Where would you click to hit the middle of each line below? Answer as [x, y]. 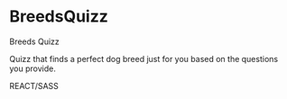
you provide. [32, 68]
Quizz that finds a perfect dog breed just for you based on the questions [143, 58]
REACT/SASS [34, 85]
